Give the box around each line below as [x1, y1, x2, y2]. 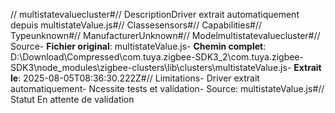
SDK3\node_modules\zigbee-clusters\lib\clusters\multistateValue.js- [10, 62, 292, 73]
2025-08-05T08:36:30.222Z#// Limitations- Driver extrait [23, 72, 260, 84]
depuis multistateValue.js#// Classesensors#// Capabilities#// [10, 19, 263, 31]
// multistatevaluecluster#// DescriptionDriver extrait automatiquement [10, 9, 300, 20]
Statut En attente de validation [10, 94, 135, 105]
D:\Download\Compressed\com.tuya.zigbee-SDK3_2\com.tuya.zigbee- [10, 51, 304, 63]
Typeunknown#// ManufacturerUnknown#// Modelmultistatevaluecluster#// [10, 30, 321, 41]
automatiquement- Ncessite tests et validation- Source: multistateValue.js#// [10, 83, 325, 94]
